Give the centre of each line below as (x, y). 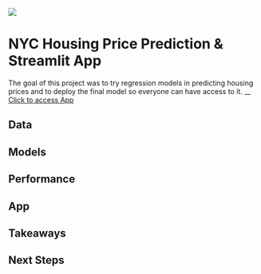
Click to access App (41, 100)
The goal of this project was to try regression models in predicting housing (131, 83)
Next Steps (36, 260)
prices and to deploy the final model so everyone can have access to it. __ (130, 91)
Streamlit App (55, 61)
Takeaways (37, 233)
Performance (42, 179)
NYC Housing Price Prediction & (116, 44)
